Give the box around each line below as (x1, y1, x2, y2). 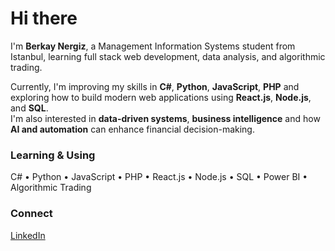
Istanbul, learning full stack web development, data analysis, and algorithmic (10, 50, 326, 62)
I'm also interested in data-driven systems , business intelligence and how (10, 112, 321, 124)
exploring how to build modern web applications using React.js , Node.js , (10, 91, 312, 103)
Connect (10, 207, 53, 221)
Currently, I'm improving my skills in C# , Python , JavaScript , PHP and (10, 80, 300, 92)
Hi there (10, 7, 78, 30)
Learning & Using (10, 148, 96, 162)
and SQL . (10, 102, 49, 114)
